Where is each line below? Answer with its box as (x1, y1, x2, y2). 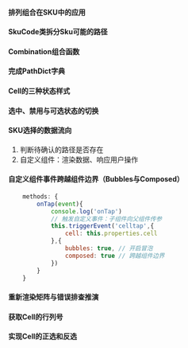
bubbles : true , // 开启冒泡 (64, 244, 153, 252)
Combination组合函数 (8, 46, 80, 56)
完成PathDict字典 (8, 66, 66, 76)
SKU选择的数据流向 (8, 126, 72, 135)
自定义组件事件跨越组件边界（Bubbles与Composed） (8, 174, 184, 184)
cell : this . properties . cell (64, 229, 158, 238)
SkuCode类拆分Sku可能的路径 (8, 27, 109, 37)
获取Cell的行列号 (8, 311, 63, 322)
